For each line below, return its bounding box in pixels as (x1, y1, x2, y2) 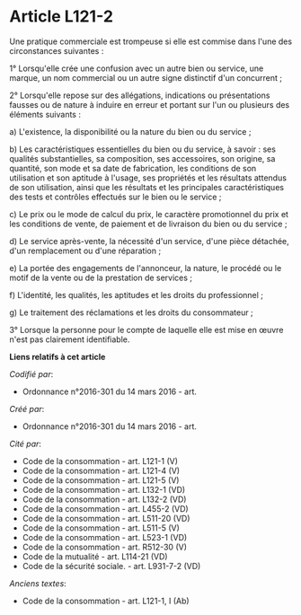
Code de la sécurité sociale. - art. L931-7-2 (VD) (22, 560, 201, 571)
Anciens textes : (9, 577, 67, 589)
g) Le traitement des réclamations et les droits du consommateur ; (9, 307, 253, 318)
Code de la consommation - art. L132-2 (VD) (22, 494, 187, 505)
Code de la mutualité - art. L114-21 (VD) (22, 550, 168, 562)
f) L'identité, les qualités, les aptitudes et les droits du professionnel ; (9, 289, 263, 300)
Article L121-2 (9, 6, 114, 27)
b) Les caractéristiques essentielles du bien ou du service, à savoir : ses (9, 144, 277, 154)
